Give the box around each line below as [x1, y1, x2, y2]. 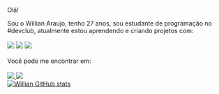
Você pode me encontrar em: [7, 57, 91, 65]
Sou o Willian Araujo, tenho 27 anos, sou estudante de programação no [7, 19, 213, 27]
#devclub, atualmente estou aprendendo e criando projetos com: [7, 27, 194, 35]
